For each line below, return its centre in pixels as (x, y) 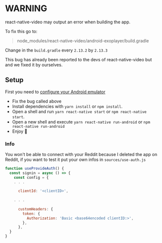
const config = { (31, 177)
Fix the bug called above (37, 101)
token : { (31, 214)
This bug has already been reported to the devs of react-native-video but (79, 59)
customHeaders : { (36, 209)
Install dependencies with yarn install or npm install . (67, 106)
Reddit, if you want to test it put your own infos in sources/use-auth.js (75, 160)
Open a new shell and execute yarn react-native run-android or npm (81, 121)
